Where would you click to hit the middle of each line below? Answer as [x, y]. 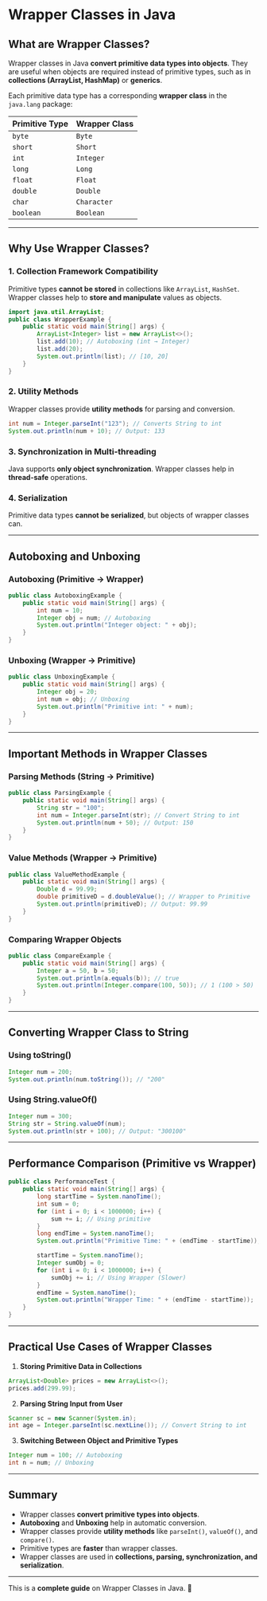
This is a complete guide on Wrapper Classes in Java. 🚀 [100, 1587]
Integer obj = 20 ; [67, 692]
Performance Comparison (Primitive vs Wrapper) [132, 1163]
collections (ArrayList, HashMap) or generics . [85, 80]
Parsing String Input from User [71, 1403]
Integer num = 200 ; [41, 1072]
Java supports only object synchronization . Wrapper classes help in [121, 469]
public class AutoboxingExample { [66, 596]
